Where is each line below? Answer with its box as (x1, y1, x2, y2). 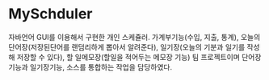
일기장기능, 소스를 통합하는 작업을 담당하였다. (29, 62, 172, 72)
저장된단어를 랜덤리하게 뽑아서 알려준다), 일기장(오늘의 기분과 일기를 (30, 42, 246, 52)
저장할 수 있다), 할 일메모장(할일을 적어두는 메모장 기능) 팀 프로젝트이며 (16, 52, 241, 62)
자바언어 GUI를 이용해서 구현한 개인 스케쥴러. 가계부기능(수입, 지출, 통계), (8, 32, 239, 42)
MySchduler (8, 5, 93, 23)
